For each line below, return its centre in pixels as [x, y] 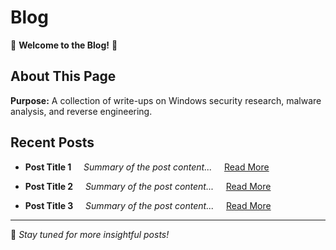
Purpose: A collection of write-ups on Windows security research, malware [166, 100]
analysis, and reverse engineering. [81, 111]
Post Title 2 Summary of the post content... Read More [148, 186]
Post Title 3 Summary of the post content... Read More [148, 205]
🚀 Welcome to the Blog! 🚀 [64, 45]
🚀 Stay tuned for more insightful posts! [90, 234]
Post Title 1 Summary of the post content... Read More [147, 167]
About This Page [63, 76]
